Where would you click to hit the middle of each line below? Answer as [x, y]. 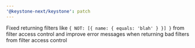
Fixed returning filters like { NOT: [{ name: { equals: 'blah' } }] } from [95, 28]
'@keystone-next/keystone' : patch [48, 11]
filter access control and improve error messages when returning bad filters [98, 34]
